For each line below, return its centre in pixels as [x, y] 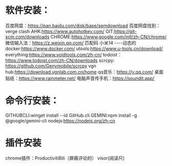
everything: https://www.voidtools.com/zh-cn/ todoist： [64, 55]
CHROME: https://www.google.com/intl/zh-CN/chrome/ [109, 37]
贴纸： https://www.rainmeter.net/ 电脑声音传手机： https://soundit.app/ [80, 78]
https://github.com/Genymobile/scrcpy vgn [51, 66]
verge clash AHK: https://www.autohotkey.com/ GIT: [60, 31]
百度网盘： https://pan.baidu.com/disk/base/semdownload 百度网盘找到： [83, 26]
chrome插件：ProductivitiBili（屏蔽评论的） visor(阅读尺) [65, 158]
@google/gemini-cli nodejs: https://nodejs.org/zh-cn [60, 121]
